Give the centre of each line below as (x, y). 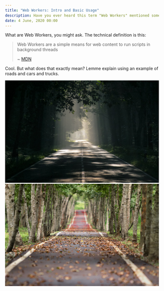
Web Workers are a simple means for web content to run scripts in (83, 44)
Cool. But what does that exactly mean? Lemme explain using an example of (82, 69)
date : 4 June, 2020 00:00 (31, 20)
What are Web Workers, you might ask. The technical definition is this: (76, 35)
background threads (37, 50)
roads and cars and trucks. (32, 74)
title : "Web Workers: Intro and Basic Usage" (52, 10)
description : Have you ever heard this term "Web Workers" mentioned (77, 15)
